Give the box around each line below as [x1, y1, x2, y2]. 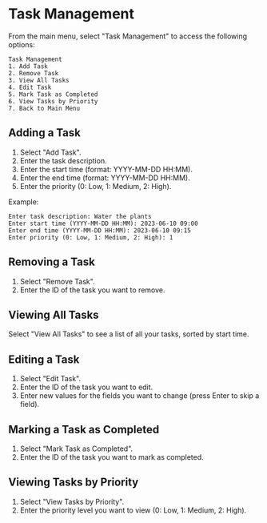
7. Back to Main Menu [8, 104, 81, 112]
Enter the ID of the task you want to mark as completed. [19, 453, 204, 461]
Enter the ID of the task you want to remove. [19, 285, 165, 295]
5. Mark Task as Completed [8, 90, 98, 99]
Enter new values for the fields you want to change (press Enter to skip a [19, 391, 260, 400]
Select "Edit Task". [19, 374, 82, 384]
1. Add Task [8, 62, 48, 70]
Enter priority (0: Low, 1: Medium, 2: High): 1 [8, 233, 173, 241]
